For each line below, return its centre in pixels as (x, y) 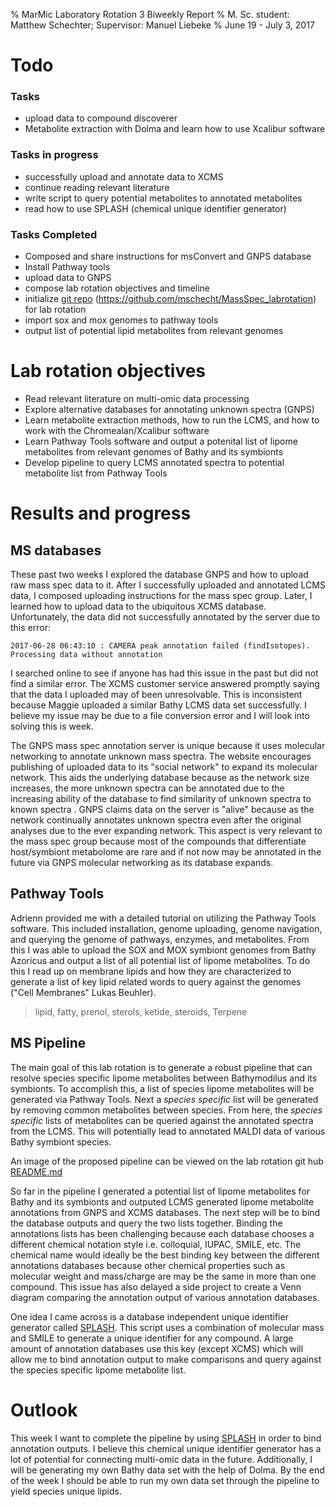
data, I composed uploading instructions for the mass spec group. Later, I (161, 596)
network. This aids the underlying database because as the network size (160, 778)
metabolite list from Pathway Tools (96, 473)
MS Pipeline (48, 1043)
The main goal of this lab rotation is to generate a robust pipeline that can (161, 1067)
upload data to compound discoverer (101, 118)
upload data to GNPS (68, 278)
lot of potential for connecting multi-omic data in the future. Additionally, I (161, 1459)
